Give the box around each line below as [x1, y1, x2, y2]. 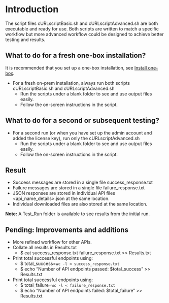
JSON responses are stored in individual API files [12, 190, 115, 196]
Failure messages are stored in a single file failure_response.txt [12, 185, 145, 191]
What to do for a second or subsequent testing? [5, 116, 159, 125]
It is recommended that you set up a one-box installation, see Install [5, 64, 147, 71]
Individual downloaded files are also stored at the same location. [12, 201, 148, 207]
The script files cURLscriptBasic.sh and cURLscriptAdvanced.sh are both [5, 20, 158, 26]
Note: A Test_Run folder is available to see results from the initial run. [5, 211, 150, 217]
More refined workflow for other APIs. [12, 239, 92, 245]
